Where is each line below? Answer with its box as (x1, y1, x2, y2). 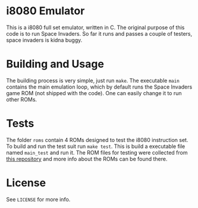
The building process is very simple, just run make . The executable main (6, 77, 180, 84)
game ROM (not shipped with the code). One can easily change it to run (6, 89, 183, 96)
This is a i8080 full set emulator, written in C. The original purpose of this (6, 24, 185, 31)
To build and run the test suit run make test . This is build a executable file (6, 143, 186, 150)
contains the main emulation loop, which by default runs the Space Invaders (6, 83, 193, 90)
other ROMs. (6, 96, 37, 103)
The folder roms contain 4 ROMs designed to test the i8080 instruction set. (6, 136, 188, 143)
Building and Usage (6, 58, 104, 71)
